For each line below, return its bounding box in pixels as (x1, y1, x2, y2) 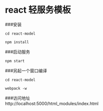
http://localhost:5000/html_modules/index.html (5, 100, 99, 106)
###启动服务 (5, 49, 30, 55)
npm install (5, 39, 29, 44)
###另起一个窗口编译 (5, 68, 47, 74)
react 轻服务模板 (5, 4, 71, 16)
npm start (5, 58, 25, 63)
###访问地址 (5, 95, 30, 101)
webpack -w (5, 86, 27, 91)
